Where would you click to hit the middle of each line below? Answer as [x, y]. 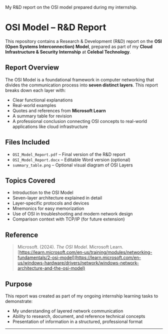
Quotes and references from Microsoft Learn [59, 110]
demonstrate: [19, 301]
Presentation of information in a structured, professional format [77, 321]
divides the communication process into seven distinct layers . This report [82, 85]
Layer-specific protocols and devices [51, 203]
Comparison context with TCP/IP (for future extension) [68, 219]
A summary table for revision [42, 116]
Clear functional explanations [42, 100]
